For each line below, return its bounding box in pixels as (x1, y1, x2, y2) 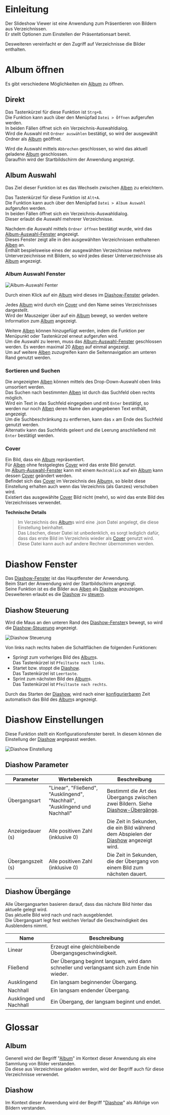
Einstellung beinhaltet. (17, 525, 64, 531)
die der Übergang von (107, 857, 159, 864)
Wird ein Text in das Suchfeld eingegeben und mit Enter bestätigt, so (5, 400, 149, 406)
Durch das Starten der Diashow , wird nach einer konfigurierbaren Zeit (5, 691, 150, 697)
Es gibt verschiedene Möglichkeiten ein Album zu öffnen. (5, 81, 124, 87)
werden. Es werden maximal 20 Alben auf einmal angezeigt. (5, 343, 130, 350)
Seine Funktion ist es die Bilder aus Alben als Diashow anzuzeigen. (5, 586, 145, 592)
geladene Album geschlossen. (5, 151, 68, 157)
